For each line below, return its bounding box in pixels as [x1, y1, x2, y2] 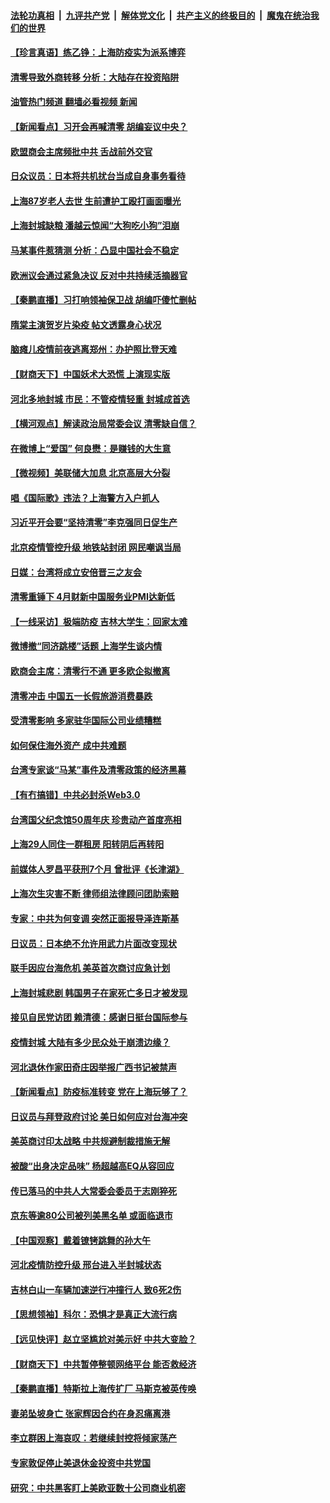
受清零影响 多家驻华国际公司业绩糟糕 [10, 715, 162, 727]
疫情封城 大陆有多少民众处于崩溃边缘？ [10, 1036, 171, 1048]
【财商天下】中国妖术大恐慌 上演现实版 [10, 368, 171, 380]
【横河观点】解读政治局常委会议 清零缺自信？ [10, 418, 197, 430]
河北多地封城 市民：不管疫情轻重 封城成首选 [10, 393, 190, 405]
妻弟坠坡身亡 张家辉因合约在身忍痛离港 [10, 1407, 171, 1419]
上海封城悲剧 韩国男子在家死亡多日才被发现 [10, 986, 188, 999]
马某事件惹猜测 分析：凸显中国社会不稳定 [10, 244, 180, 256]
